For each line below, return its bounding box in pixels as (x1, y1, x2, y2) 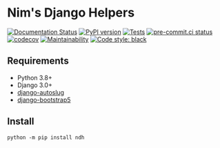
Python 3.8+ (17, 73, 53, 82)
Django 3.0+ (17, 81, 53, 89)
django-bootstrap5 (17, 95, 71, 104)
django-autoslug (17, 88, 64, 96)
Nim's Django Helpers (7, 5, 135, 21)
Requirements (7, 55, 69, 67)
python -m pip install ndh (7, 133, 85, 141)
